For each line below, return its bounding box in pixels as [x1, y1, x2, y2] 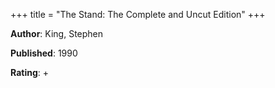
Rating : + [10, 67, 49, 78]
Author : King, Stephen [10, 28, 104, 39]
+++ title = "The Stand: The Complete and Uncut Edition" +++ [10, 9, 266, 20]
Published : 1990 [10, 47, 78, 59]
